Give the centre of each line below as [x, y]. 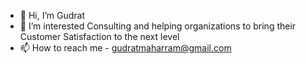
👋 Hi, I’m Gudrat [52, 15]
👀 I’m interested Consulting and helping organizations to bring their [158, 26]
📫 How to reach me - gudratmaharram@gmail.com [125, 48]
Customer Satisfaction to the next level [99, 36]
